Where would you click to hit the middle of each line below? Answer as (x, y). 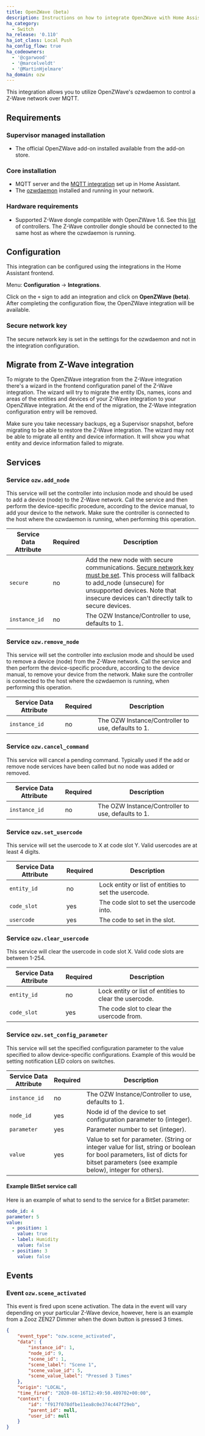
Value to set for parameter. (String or (139, 1139)
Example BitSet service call (42, 1186)
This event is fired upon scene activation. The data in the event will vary (97, 1306)
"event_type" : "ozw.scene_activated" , (67, 1336)
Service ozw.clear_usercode (48, 938)
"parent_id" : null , (53, 1410)
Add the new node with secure (129, 560)
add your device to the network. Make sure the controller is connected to (98, 513)
